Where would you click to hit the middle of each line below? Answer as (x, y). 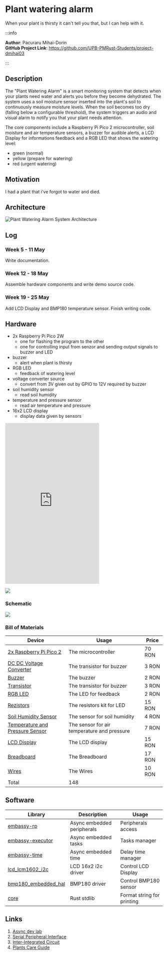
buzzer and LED (36, 352)
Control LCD (134, 866)
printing (129, 901)
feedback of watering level (47, 374)
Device (36, 640)
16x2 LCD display (30, 411)
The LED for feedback (94, 694)
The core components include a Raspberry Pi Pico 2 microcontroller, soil (80, 127)
